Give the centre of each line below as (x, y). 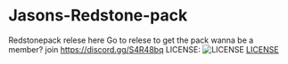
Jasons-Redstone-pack (98, 16)
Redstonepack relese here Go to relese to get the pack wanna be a (131, 40)
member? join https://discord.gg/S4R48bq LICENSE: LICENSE (144, 49)
